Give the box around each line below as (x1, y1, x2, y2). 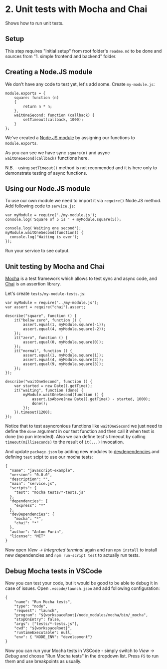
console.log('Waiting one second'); (5, 226, 81, 231)
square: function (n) (14, 95, 59, 100)
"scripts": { (9, 486, 37, 491)
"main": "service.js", (9, 481, 57, 486)
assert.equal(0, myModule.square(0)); (23, 340, 104, 345)
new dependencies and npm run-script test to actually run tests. (5, 552, 140, 558)
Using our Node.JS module (5, 184, 91, 193)
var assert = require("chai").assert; (5, 304, 86, 310)
